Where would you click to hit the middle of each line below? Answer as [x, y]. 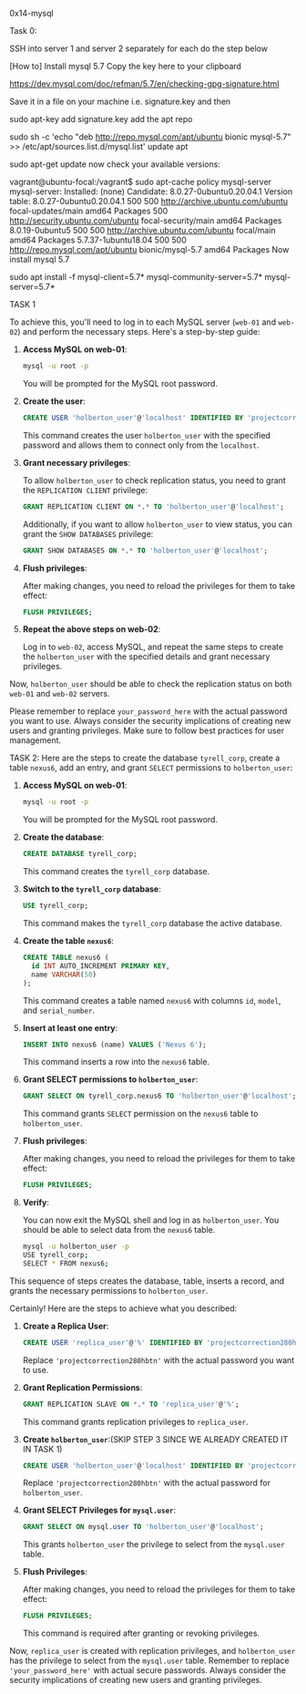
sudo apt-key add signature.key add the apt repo [101, 119]
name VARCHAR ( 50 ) [64, 975]
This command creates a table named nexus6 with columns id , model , [152, 1000]
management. [36, 740]
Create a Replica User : [66, 1326]
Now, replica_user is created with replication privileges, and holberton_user [153, 1651]
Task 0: [23, 31]
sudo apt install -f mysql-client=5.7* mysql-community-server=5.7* [136, 277]
